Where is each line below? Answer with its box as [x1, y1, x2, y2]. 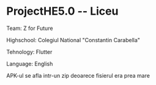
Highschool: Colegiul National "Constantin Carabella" [6, 36, 141, 43]
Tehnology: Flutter [6, 48, 53, 56]
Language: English [6, 60, 53, 67]
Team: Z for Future [6, 24, 53, 32]
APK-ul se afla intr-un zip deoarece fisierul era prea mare [6, 72, 150, 79]
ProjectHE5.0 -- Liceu [6, 4, 119, 18]
